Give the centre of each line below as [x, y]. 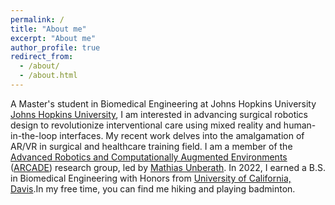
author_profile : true [55, 47]
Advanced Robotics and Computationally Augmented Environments [149, 157]
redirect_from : [42, 57]
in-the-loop [34, 135]
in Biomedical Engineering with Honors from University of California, [151, 178]
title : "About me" [48, 29]
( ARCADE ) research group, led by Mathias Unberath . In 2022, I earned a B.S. [168, 167]
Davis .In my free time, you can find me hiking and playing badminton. [153, 188]
